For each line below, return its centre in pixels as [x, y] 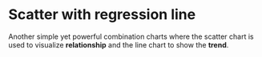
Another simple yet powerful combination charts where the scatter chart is [131, 36]
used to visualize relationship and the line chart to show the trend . [119, 44]
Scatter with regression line [102, 15]
